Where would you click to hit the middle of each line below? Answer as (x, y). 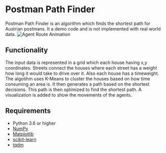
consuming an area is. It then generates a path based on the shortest (77, 84)
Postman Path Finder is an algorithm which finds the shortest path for (78, 23)
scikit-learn (24, 139)
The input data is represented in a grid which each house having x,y (76, 63)
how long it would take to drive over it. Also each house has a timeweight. (82, 73)
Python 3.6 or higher (34, 123)
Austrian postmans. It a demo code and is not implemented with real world (83, 28)
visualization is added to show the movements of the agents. (69, 95)
